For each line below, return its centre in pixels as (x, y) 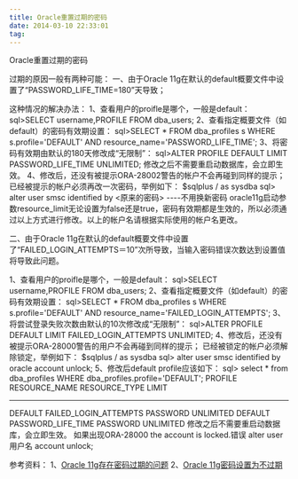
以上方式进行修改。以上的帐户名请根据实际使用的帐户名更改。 (129, 220)
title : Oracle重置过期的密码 (59, 17)
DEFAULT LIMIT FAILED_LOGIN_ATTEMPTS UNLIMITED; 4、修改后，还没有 (146, 335)
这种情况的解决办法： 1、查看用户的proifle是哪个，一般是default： (129, 109)
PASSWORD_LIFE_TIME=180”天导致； (97, 90)
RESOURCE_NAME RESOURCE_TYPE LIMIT (89, 388)
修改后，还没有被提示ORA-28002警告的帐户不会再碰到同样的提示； (162, 176)
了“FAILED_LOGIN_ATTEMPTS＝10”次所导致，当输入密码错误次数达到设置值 (147, 250)
